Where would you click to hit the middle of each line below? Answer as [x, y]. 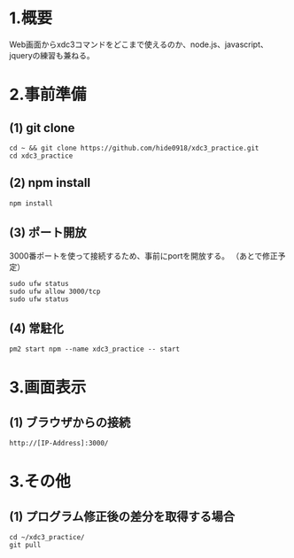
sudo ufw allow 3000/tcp [55, 291]
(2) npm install [50, 183]
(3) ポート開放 [48, 232]
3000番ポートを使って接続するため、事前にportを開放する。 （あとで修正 [143, 256]
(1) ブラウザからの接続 [70, 422]
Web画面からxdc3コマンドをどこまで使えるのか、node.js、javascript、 [139, 44]
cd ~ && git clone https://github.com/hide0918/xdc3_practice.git [134, 148]
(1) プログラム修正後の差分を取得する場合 [122, 516]
